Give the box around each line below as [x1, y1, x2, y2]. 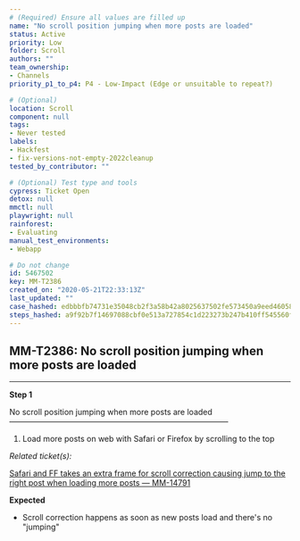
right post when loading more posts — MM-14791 [9, 478, 191, 488]
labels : [9, 137, 38, 146]
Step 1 [9, 389, 33, 400]
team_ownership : [9, 63, 70, 72]
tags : [9, 121, 29, 129]
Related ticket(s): [9, 451, 72, 462]
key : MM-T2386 [9, 278, 62, 287]
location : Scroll [9, 104, 74, 112]
